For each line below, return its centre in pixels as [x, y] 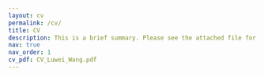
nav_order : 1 [30, 52]
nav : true [25, 45]
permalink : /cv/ [35, 23]
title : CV [25, 30]
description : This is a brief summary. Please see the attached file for [132, 38]
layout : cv [26, 15]
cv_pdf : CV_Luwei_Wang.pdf [53, 60]
